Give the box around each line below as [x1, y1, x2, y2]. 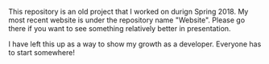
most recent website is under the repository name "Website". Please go [8, 15, 246, 25]
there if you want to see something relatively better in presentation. [8, 24, 231, 33]
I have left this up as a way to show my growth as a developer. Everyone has [8, 39, 262, 49]
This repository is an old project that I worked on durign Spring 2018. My [8, 7, 249, 16]
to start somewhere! [8, 48, 75, 57]
